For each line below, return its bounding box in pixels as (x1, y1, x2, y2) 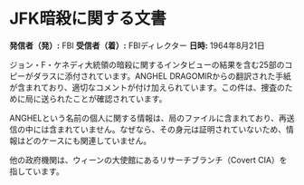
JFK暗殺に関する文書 (9, 8, 166, 29)
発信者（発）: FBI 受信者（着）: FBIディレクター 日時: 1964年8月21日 (9, 40, 265, 51)
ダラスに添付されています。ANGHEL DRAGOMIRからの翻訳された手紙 (33, 70, 292, 82)
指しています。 (9, 165, 65, 177)
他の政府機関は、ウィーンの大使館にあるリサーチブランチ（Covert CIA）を (9, 154, 288, 165)
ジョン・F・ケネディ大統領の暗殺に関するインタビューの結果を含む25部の (9, 59, 285, 70)
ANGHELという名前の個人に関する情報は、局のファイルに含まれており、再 (9, 112, 287, 123)
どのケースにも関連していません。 (24, 135, 152, 146)
